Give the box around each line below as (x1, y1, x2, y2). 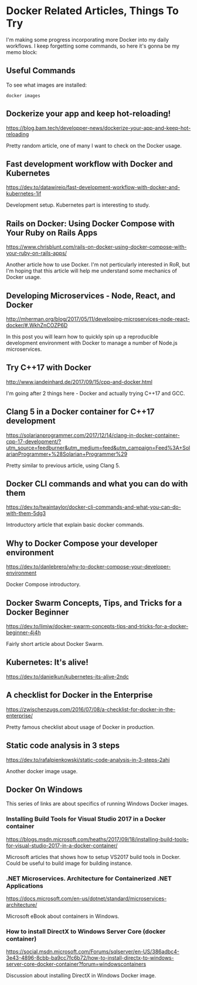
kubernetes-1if (6, 190, 42, 197)
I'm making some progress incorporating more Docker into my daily (6, 36, 169, 43)
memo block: (6, 48, 38, 55)
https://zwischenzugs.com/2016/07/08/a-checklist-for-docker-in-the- (6, 705, 176, 713)
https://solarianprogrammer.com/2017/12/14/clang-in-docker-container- (6, 432, 180, 439)
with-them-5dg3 (6, 510, 46, 517)
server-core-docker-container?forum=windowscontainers (6, 961, 147, 968)
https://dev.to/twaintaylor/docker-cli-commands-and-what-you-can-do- (6, 503, 181, 510)
